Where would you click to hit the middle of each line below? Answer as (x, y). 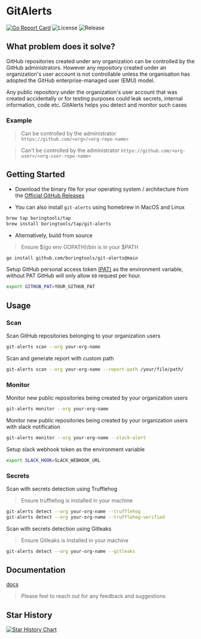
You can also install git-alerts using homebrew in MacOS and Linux (100, 207)
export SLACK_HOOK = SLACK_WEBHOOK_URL (53, 460)
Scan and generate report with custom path (60, 358)
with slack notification (33, 427)
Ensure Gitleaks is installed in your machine (75, 540)
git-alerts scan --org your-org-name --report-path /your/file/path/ (95, 369)
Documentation (36, 570)
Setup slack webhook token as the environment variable (76, 449)
